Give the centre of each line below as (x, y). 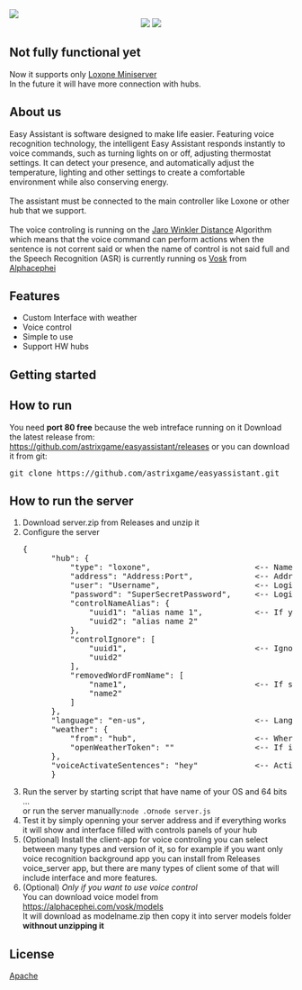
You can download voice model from (90, 897)
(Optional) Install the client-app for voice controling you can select (145, 840)
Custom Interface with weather (80, 318)
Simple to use (48, 337)
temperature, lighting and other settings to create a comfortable (127, 172)
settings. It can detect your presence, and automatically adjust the (132, 162)
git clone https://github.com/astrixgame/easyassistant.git (145, 473)
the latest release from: (52, 437)
